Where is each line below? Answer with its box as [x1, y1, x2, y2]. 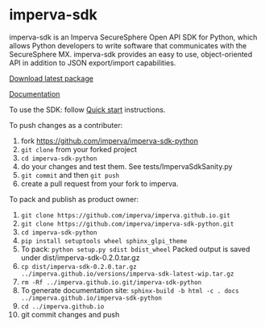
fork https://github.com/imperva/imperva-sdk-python [20, 135, 198, 146]
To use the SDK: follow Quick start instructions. [9, 105, 166, 114]
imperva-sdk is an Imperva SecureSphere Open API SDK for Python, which [9, 32, 258, 42]
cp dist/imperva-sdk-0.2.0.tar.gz [20, 263, 137, 271]
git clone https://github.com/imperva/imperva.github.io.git [20, 211, 231, 219]
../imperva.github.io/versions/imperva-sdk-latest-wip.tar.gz [20, 270, 234, 278]
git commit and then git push [20, 170, 120, 180]
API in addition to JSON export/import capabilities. [9, 58, 176, 68]
